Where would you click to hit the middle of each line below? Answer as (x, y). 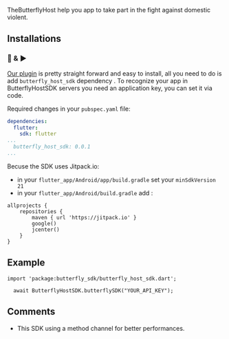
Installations (34, 39)
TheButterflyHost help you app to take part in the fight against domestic (109, 10)
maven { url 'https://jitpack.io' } (84, 217)
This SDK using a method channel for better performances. (101, 328)
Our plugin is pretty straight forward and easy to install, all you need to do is (115, 73)
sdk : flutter (38, 134)
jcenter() (46, 230)
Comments (31, 312)
